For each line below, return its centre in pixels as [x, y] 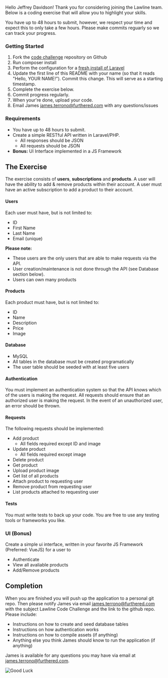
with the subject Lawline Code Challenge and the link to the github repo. [80, 609]
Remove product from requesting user [52, 487]
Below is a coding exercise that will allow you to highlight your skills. [76, 13]
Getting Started [24, 46]
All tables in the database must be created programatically [73, 362]
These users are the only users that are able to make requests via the [85, 258]
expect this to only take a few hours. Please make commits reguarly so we [82, 28]
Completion [24, 586]
